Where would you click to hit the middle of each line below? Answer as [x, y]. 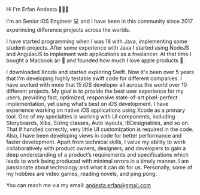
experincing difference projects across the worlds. [68, 30]
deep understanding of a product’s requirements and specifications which [97, 155]
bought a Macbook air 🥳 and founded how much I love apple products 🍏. [96, 60]
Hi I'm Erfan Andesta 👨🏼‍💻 [37, 9]
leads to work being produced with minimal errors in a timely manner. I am [98, 161]
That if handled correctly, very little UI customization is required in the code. [100, 129]
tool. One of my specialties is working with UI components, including [91, 116]
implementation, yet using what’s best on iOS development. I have [87, 104]
